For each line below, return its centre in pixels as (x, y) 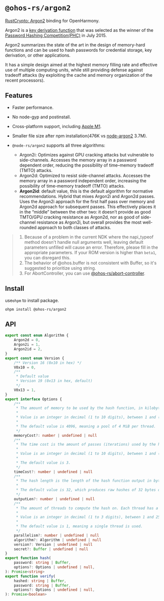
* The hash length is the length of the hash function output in (84, 481)
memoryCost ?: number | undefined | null (55, 435)
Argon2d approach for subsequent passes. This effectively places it (88, 207)
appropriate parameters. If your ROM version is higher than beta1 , (90, 252)
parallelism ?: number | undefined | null (56, 535)
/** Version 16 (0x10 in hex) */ (48, 363)
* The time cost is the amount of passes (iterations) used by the (86, 445)
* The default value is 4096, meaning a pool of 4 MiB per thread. (86, 426)
